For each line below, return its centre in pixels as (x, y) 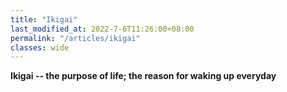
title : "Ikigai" (44, 19)
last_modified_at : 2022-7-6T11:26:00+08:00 (102, 29)
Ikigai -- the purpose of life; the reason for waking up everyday (143, 76)
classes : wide (40, 47)
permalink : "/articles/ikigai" (75, 38)
